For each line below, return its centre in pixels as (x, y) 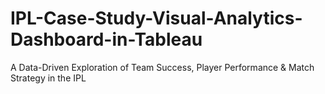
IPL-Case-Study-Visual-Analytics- (156, 18)
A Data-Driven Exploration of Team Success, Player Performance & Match (162, 67)
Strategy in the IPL (48, 78)
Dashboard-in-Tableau (106, 39)
